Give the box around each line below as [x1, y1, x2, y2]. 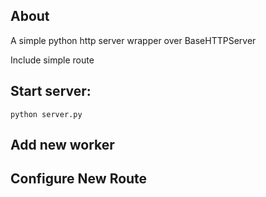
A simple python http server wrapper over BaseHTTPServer [10, 34, 257, 46]
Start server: [10, 83, 92, 100]
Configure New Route [10, 170, 148, 188]
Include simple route [10, 54, 95, 66]
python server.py [10, 109, 83, 119]
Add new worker [10, 137, 115, 154]
